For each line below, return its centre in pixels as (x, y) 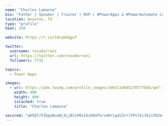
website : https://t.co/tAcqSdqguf (41, 37)
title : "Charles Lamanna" (41, 106)
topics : (13, 69)
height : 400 (26, 97)
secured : (14, 115)
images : (13, 83)
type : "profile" (22, 24)
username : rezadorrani (33, 51)
